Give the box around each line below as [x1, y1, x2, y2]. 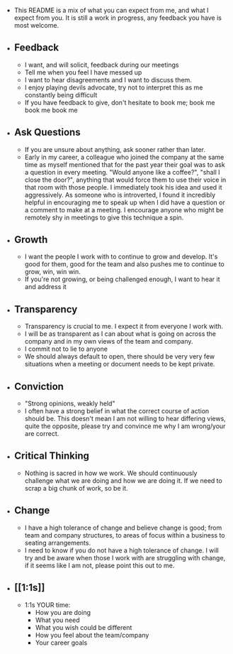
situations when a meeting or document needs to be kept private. [24, 360, 215, 369]
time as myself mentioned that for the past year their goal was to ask [24, 160, 225, 169]
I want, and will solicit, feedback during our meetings [24, 60, 179, 69]
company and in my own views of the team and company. [24, 337, 193, 346]
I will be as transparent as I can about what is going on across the [24, 329, 216, 338]
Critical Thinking [13, 450, 90, 462]
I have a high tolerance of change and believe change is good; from [24, 523, 222, 532]
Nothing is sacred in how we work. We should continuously [24, 469, 198, 477]
